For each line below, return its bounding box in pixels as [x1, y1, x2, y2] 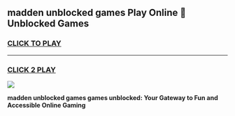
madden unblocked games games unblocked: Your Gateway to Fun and [7, 93, 218, 101]
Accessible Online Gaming [7, 101, 86, 109]
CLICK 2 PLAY [7, 65, 56, 74]
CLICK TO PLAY [7, 39, 62, 49]
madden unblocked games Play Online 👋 [7, 7, 187, 19]
